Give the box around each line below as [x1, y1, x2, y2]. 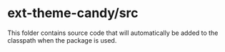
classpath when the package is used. [7, 36, 117, 44]
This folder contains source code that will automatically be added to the [7, 28, 219, 37]
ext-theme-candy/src [7, 5, 139, 21]
